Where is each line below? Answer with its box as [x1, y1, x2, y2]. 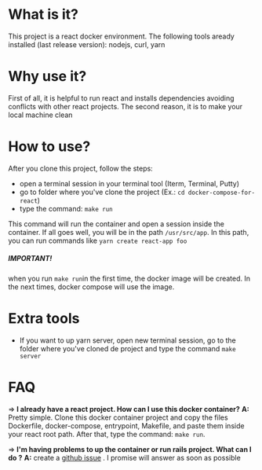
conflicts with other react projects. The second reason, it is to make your [8, 101, 243, 111]
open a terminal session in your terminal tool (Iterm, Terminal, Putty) [19, 178, 240, 188]
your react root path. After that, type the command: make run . [8, 429, 206, 439]
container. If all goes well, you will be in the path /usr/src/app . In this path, [8, 227, 249, 237]
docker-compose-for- [187, 189, 256, 196]
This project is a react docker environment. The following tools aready [8, 31, 235, 41]
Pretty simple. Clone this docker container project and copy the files [8, 413, 229, 422]
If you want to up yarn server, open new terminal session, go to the [19, 336, 237, 345]
